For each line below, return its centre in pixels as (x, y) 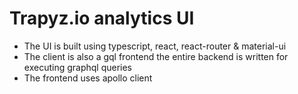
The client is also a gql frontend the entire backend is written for (156, 56)
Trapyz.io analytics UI (102, 18)
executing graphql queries (78, 67)
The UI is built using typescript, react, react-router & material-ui (155, 46)
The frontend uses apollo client (88, 78)
